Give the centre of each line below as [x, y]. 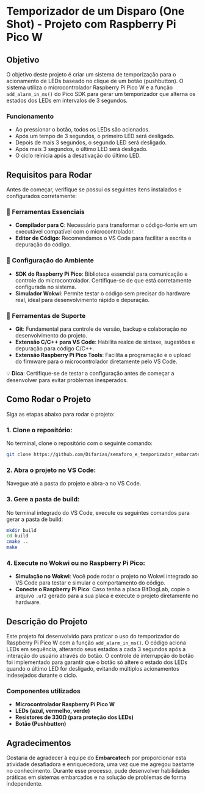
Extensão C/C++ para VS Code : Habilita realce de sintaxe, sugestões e [105, 342]
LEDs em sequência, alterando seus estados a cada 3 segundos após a [96, 649]
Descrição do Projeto [47, 621]
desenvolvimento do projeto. [51, 335]
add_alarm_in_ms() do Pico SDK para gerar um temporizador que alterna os [101, 94]
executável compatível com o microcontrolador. [75, 232]
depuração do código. [43, 245]
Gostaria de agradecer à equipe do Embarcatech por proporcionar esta [96, 758]
